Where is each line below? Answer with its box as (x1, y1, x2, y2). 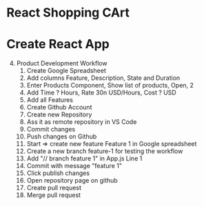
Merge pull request (26, 191, 81, 199)
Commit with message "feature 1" (26, 162, 122, 170)
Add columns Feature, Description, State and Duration (26, 74, 181, 82)
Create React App (6, 37, 110, 52)
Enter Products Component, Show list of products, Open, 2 (26, 81, 194, 90)
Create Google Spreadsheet (26, 67, 106, 75)
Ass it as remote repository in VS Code (26, 118, 137, 126)
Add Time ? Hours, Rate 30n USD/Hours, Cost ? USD (26, 88, 176, 97)
